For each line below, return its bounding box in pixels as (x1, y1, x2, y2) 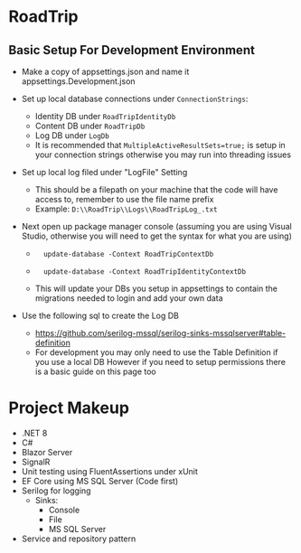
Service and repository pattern (21, 533, 136, 544)
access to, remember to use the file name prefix (34, 194, 214, 204)
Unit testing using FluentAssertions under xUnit (21, 465, 198, 476)
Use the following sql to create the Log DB (21, 310, 180, 321)
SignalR (21, 456, 51, 467)
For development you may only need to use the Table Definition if (34, 347, 278, 358)
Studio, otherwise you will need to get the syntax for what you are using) (21, 230, 293, 241)
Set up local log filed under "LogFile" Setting (21, 167, 188, 177)
